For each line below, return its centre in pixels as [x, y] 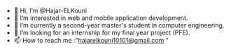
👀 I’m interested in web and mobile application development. [101, 18]
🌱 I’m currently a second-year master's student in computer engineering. [119, 25]
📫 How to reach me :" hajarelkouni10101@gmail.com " [91, 40]
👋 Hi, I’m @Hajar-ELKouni [50, 11]
